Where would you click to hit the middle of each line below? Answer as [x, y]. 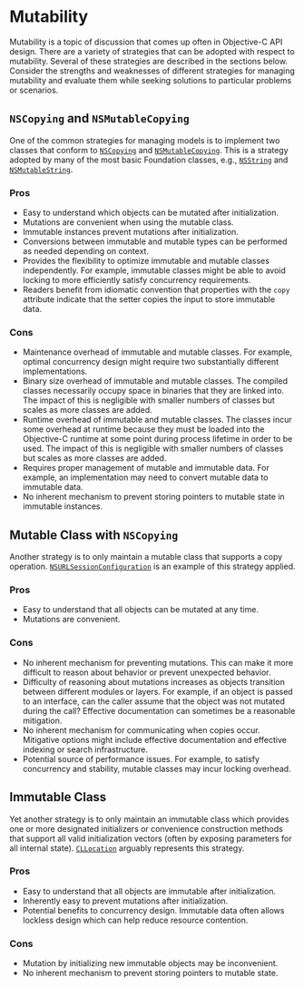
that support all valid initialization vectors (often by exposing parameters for [151, 838]
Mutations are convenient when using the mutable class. [128, 222]
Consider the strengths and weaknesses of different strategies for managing [152, 71]
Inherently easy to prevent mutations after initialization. [125, 901]
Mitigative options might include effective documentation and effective [155, 739]
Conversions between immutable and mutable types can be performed [155, 241]
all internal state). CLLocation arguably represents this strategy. [127, 848]
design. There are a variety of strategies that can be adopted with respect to [152, 51]
